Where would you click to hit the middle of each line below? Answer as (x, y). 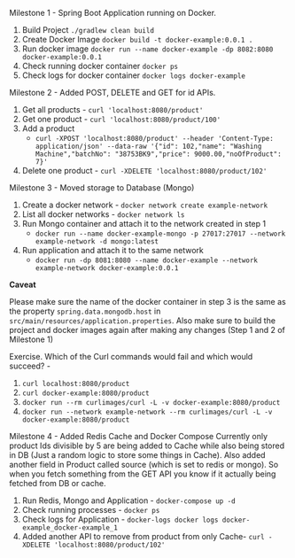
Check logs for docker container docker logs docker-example (134, 75)
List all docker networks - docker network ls (103, 214)
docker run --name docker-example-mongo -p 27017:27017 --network (160, 234)
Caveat (23, 284)
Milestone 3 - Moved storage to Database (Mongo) (102, 188)
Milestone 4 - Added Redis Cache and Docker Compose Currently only (139, 436)
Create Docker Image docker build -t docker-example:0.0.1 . (137, 39)
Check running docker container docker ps (100, 66)
